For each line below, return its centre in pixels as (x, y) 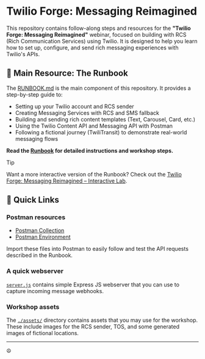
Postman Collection (40, 231)
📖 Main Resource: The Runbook (67, 74)
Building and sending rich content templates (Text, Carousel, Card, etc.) (105, 119)
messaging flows (37, 139)
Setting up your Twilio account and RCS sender (74, 106)
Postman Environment (43, 237)
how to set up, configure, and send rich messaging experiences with (92, 48)
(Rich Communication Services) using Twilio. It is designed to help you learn (102, 41)
